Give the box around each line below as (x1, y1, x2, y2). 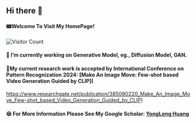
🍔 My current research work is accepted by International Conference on (6, 65, 184, 72)
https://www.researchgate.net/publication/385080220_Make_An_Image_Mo (6, 91, 190, 98)
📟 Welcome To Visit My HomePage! (6, 22, 95, 29)
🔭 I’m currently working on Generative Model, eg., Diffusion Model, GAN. (6, 51, 187, 59)
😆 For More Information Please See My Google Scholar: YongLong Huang (6, 110, 190, 117)
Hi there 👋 (6, 6, 43, 16)
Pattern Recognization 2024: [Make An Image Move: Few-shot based (6, 71, 179, 78)
